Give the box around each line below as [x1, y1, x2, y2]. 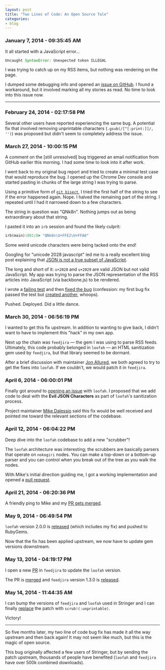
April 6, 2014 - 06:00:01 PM [5, 377, 73, 384]
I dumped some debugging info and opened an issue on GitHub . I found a [5, 82, 154, 88]
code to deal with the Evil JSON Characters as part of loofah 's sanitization [5, 393, 157, 399]
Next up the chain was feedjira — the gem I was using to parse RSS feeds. [5, 339, 158, 345]
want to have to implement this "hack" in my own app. [5, 330, 114, 336]
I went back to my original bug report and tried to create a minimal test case [5, 169, 159, 175]
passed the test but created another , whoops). [5, 291, 99, 297]
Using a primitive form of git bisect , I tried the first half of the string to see [5, 189, 158, 195]
